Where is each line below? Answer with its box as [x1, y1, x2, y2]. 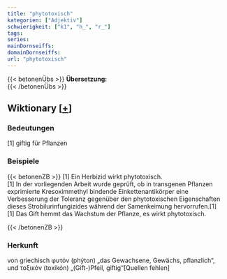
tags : [7, 29, 23, 37]
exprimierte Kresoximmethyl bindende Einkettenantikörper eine [7, 187, 189, 195]
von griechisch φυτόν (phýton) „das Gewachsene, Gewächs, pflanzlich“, [7, 256, 215, 265]
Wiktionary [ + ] [7, 103, 72, 114]
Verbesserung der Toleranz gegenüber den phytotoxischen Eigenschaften [7, 195, 221, 203]
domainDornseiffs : [7, 50, 61, 56]
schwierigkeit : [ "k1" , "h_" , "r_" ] [7, 23, 111, 30]
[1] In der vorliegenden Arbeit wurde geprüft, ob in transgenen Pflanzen [7, 179, 213, 188]
